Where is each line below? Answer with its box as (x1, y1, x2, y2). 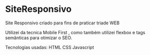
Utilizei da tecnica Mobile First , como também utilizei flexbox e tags (5, 29, 145, 35)
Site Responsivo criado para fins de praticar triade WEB (5, 20, 120, 26)
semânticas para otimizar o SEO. (5, 35, 72, 41)
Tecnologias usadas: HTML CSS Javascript (5, 44, 94, 50)
